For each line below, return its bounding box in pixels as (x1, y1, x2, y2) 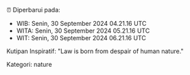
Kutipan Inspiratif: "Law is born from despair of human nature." (6, 47, 184, 55)
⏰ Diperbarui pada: (6, 6, 61, 14)
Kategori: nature (6, 61, 52, 68)
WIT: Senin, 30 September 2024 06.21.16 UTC (16, 34, 147, 42)
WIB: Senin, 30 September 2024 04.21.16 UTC (16, 20, 147, 27)
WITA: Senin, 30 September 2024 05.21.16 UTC (16, 27, 150, 35)
